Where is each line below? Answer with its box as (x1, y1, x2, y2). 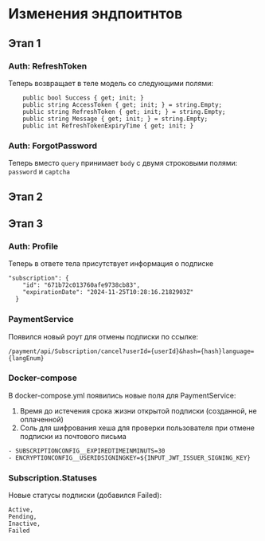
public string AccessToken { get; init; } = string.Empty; (22, 100, 223, 108)
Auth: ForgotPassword (8, 140, 98, 151)
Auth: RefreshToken (8, 61, 88, 72)
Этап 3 (8, 217, 44, 230)
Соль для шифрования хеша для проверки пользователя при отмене (19, 423, 255, 433)
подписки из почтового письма (19, 431, 127, 441)
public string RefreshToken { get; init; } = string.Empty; (22, 108, 226, 116)
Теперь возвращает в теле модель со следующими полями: (8, 78, 213, 88)
